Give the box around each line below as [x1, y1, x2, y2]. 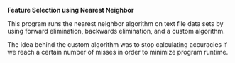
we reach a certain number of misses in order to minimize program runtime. [7, 48, 229, 56]
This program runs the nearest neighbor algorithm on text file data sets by [7, 20, 224, 27]
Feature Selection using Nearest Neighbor [7, 6, 134, 14]
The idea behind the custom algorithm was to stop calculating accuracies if [7, 41, 227, 48]
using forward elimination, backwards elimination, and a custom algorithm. [7, 27, 225, 35]
